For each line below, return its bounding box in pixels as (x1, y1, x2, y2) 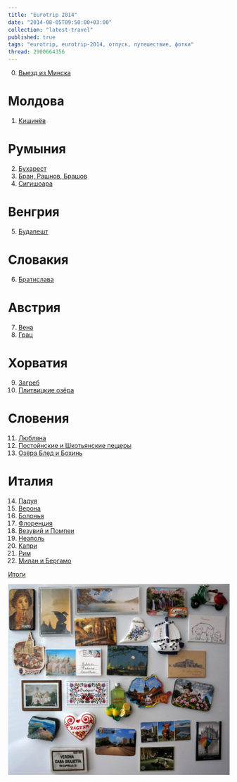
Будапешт (18, 227, 49, 236)
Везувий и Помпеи (18, 526, 75, 534)
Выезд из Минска (18, 69, 71, 77)
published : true (8, 34, 56, 41)
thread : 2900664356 (8, 49, 65, 56)
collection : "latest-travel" (8, 26, 94, 33)
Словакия (8, 252, 69, 267)
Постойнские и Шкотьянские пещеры (18, 441, 132, 449)
